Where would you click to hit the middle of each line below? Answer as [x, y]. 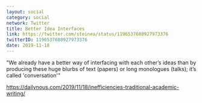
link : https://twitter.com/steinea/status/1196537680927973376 [87, 34]
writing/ [16, 93]
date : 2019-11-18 [28, 46]
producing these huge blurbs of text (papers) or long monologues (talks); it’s [101, 69]
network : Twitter [28, 23]
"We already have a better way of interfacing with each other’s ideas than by [101, 62]
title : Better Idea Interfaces [46, 29]
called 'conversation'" [33, 75]
